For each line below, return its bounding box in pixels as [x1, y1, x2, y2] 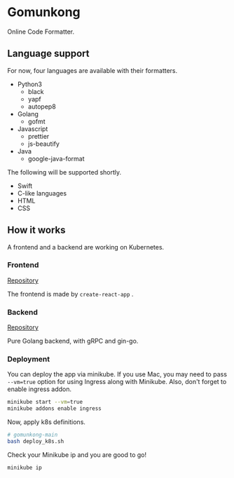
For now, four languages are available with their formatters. [7, 66, 178, 74]
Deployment [7, 355, 50, 364]
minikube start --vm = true [7, 399, 83, 406]
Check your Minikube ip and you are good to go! [7, 450, 147, 459]
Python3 [17, 80, 42, 88]
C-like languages [17, 189, 67, 197]
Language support [7, 48, 90, 60]
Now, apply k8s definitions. [7, 418, 86, 426]
